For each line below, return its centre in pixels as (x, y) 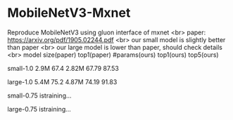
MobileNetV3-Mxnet (69, 13)
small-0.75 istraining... (39, 95)
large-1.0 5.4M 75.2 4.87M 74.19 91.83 (62, 81)
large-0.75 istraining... (39, 109)
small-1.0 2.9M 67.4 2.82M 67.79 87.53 (63, 68)
